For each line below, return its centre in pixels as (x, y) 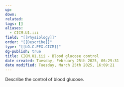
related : (14, 19)
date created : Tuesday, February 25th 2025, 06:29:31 (62, 61)
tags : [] (14, 24)
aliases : (14, 28)
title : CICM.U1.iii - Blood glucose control (52, 56)
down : (11, 14)
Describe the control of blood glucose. (45, 80)
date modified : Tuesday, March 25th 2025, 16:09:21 (60, 65)
